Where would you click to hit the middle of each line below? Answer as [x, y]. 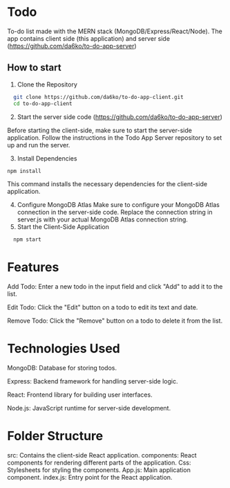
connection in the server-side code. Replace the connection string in [115, 213]
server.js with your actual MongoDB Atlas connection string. [103, 219]
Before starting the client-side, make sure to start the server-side [99, 130]
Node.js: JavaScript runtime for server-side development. [89, 408]
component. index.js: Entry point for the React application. [90, 478]
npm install [24, 171]
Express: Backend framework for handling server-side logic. [93, 381]
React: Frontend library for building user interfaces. [80, 395]
